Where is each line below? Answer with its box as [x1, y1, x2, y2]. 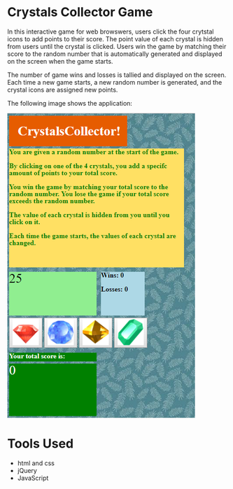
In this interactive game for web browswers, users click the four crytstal [7, 27, 214, 36]
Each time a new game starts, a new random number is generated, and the [7, 78, 223, 86]
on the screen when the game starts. [7, 57, 113, 65]
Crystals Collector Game [7, 4, 153, 20]
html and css [17, 459, 55, 467]
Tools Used [7, 436, 74, 452]
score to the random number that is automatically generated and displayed [7, 50, 223, 58]
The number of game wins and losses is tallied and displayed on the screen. [7, 71, 227, 79]
